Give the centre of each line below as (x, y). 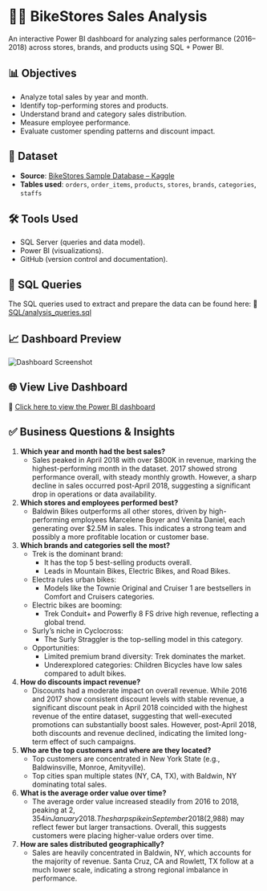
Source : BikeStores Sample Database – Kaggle (97, 175)
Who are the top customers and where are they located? (115, 750)
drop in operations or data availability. (94, 494)
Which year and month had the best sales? (93, 451)
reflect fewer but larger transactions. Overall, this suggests (129, 827)
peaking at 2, (54, 810)
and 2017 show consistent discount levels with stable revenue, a (138, 699)
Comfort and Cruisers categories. (99, 596)
